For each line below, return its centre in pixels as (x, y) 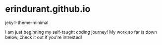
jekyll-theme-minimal (27, 22)
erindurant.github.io (48, 9)
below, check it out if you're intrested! (44, 37)
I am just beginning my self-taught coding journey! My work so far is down (81, 32)
